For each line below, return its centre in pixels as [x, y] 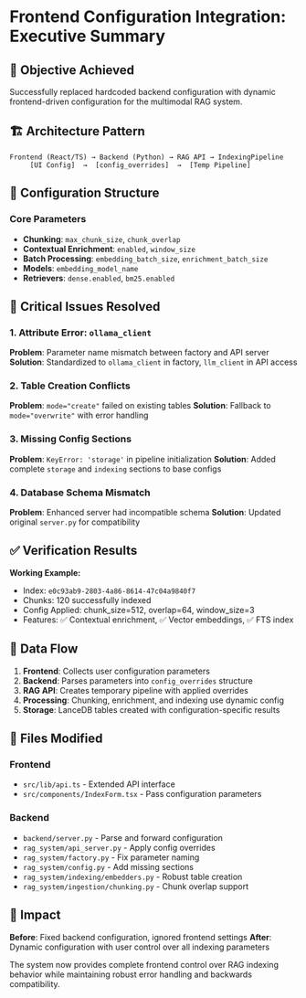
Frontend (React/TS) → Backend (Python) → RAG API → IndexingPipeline [147, 157]
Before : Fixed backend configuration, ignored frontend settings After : [141, 937]
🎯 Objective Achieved [72, 70]
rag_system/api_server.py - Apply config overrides [119, 847]
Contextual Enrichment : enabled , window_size [109, 249]
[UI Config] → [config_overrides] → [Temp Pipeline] [140, 165]
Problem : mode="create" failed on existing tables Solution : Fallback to [140, 406]
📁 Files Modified [56, 739]
